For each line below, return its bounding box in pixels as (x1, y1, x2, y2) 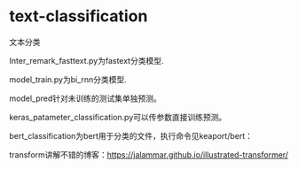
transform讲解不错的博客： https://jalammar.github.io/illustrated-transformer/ (9, 149, 289, 160)
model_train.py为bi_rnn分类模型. (9, 73, 127, 85)
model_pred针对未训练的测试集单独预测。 (9, 93, 161, 104)
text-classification (9, 6, 148, 27)
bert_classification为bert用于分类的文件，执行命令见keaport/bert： (9, 130, 254, 141)
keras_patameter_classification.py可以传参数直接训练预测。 (9, 111, 227, 122)
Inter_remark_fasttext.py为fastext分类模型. (9, 55, 164, 65)
